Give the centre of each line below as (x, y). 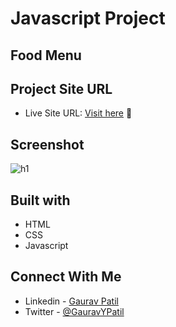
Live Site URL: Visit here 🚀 (78, 113)
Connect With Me (66, 277)
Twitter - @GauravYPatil (74, 311)
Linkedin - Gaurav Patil (71, 301)
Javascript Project (88, 18)
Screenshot (47, 144)
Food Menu (46, 55)
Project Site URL (61, 88)
